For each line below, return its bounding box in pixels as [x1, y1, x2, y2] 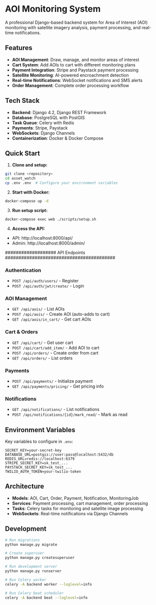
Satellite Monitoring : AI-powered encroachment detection [12, 72, 129, 78]
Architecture [5, 482, 45, 491]
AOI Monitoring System [5, 3, 101, 15]
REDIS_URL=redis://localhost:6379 [5, 457, 75, 461]
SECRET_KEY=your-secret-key [5, 448, 62, 453]
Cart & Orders [5, 328, 38, 335]
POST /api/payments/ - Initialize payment [12, 378, 93, 384]
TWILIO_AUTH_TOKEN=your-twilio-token [5, 469, 81, 474]
